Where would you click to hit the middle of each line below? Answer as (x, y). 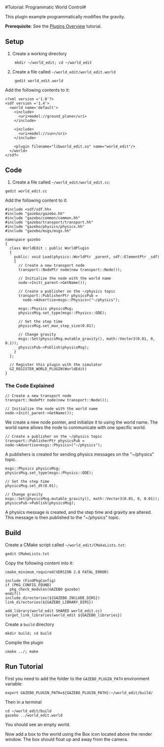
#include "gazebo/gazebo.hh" (35, 213)
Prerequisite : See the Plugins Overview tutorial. (53, 26)
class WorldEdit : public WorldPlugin (49, 248)
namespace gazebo (23, 239)
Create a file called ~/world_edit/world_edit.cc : (61, 182)
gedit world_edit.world (39, 81)
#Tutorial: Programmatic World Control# (46, 7)
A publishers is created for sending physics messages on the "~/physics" (80, 454)
